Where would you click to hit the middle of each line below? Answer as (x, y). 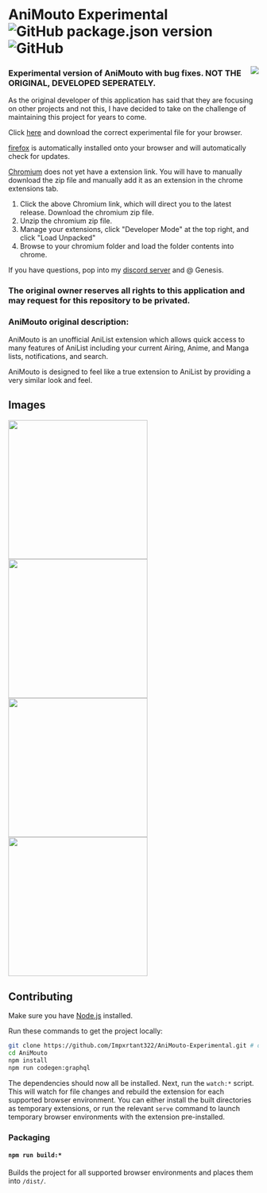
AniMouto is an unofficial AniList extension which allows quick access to (126, 339)
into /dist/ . (27, 1180)
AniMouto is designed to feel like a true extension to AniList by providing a (130, 372)
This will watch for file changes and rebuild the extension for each (116, 1091)
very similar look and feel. (50, 380)
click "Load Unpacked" (58, 238)
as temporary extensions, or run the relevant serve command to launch (124, 1108)
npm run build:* (35, 1156)
